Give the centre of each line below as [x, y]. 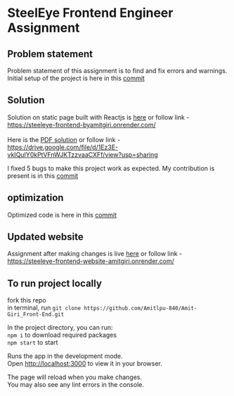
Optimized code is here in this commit [62, 215]
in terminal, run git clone [44, 308]
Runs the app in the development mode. [65, 356]
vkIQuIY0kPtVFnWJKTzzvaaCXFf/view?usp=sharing [83, 154]
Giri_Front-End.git [36, 314]
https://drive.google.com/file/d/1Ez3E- [63, 147]
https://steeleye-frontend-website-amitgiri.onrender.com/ [91, 261]
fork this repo [27, 300]
